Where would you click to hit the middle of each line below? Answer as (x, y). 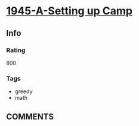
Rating (16, 50)
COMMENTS (30, 117)
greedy (24, 91)
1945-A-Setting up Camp (69, 11)
